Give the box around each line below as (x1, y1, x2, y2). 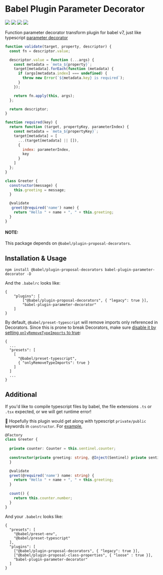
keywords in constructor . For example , (5, 423, 83, 429)
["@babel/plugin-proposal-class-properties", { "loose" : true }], (14, 553, 153, 557)
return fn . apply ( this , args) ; (14, 93, 75, 98)
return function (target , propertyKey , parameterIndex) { (9, 125, 130, 129)
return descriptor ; (9, 107, 49, 111)
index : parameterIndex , (22, 147, 70, 152)
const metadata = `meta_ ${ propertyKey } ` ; (14, 129, 98, 134)
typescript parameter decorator (5, 35, 68, 40)
